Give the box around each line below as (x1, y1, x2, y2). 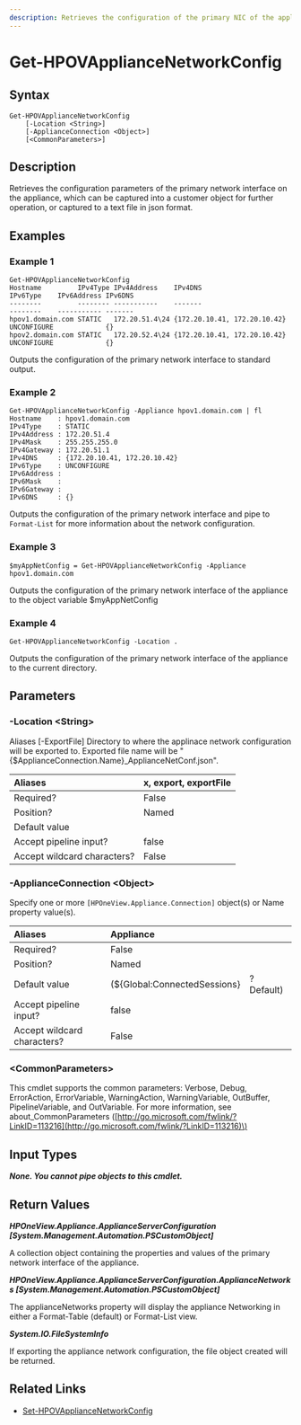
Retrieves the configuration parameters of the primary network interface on (9, 183, 288, 194)
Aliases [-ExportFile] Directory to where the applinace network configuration (9, 736, 292, 747)
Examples (9, 228, 65, 243)
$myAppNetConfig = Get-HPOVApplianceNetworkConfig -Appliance (9, 561, 246, 571)
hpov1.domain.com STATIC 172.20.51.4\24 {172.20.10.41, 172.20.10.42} (9, 315, 287, 324)
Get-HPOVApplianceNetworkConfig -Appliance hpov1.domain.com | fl (9, 406, 262, 416)
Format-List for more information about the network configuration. (9, 518, 255, 529)
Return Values (9, 1197, 90, 1212)
